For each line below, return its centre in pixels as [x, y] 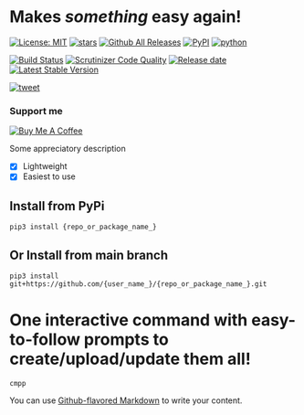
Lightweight [45, 166]
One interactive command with [129, 320]
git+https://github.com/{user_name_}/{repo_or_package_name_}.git [138, 284]
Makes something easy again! [126, 17]
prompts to [126, 340]
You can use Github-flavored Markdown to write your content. [126, 400]
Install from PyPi [57, 206]
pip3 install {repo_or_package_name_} [83, 227]
